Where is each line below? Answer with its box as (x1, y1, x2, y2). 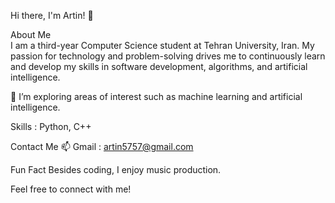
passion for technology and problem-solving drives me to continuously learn (10, 50, 326, 62)
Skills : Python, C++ (10, 121, 92, 132)
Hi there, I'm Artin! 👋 (10, 10, 94, 21)
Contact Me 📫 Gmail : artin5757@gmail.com (10, 141, 194, 152)
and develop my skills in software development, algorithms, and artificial (10, 61, 308, 72)
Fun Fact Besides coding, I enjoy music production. (10, 164, 222, 175)
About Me (10, 29, 52, 40)
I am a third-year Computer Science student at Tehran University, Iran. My (10, 40, 315, 51)
